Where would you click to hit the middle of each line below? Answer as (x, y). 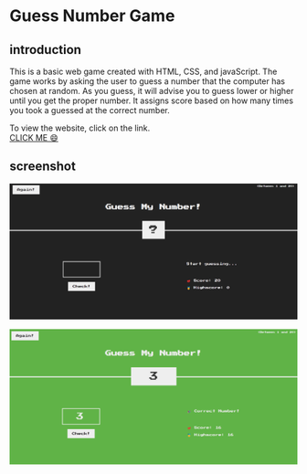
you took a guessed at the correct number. (90, 110)
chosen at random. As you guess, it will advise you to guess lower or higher (152, 91)
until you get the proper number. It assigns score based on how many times (152, 100)
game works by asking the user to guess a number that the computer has (148, 81)
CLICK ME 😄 (34, 137)
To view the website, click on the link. (80, 128)
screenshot (42, 167)
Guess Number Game (92, 16)
